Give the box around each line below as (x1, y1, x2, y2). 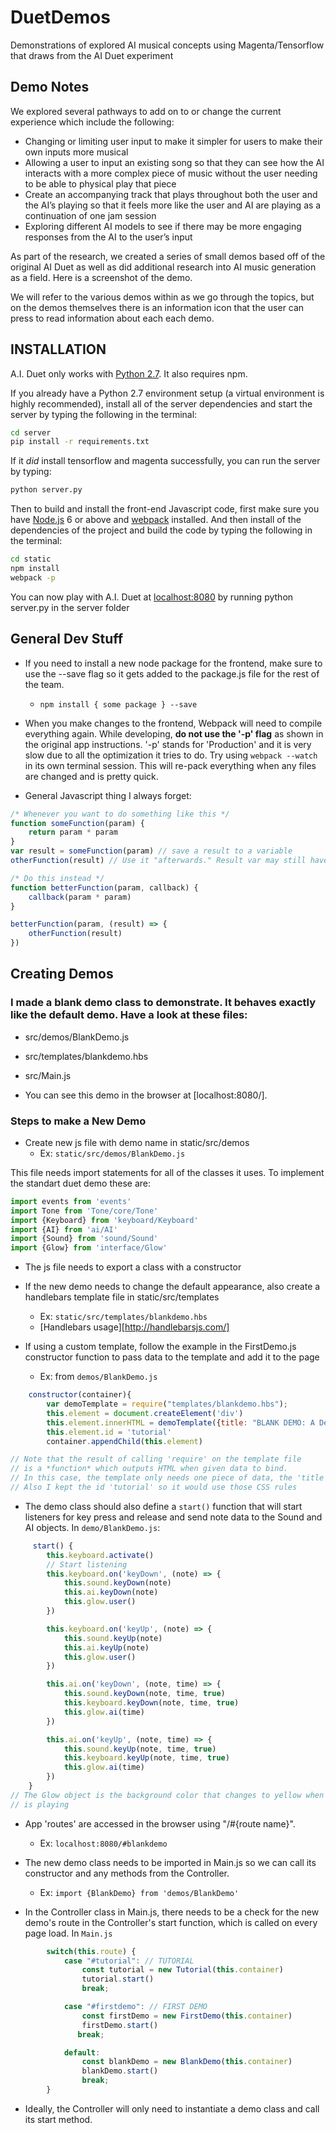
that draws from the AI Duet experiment (10, 49, 174, 61)
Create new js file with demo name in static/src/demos (24, 1136, 250, 1148)
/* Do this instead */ (10, 873, 105, 883)
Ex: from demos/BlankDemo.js (39, 1371, 158, 1383)
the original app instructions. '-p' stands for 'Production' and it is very (24, 738, 312, 750)
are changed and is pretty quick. (24, 770, 159, 782)
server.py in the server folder (10, 601, 130, 613)
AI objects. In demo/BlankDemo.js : (24, 1521, 161, 1533)
